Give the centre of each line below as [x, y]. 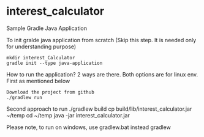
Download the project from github [51, 92]
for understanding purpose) [41, 46]
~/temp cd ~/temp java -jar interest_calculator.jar [68, 115]
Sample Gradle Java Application [47, 28]
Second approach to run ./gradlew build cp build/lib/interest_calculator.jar [99, 109]
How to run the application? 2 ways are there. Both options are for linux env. [102, 74]
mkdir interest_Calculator [41, 57]
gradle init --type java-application [55, 63]
